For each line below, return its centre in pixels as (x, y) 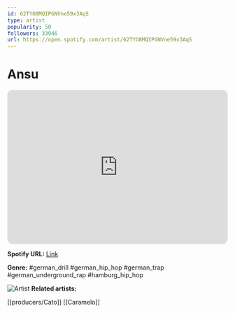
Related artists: (54, 288)
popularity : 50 (29, 27)
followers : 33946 (33, 33)
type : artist (26, 20)
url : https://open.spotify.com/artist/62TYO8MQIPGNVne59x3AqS (100, 40)
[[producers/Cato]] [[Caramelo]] (54, 302)
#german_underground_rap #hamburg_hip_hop (75, 275)
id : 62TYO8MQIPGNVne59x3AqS (48, 14)
